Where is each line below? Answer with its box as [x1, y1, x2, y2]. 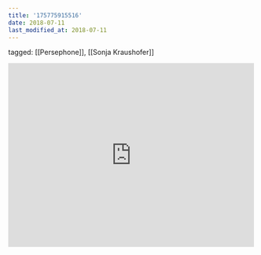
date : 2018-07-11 [8, 19, 65, 27]
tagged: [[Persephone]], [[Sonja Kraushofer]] [8, 48, 155, 57]
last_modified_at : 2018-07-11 [8, 26, 108, 34]
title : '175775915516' [8, 11, 83, 20]
